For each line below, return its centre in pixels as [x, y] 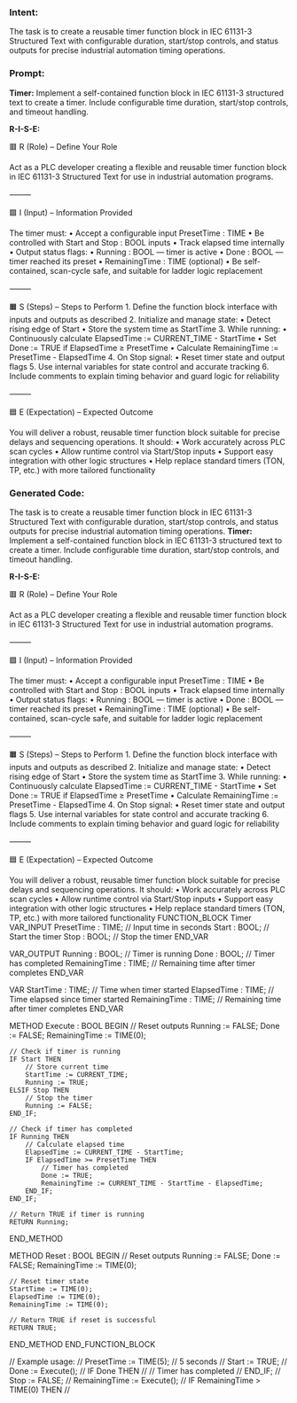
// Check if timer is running [65, 1051]
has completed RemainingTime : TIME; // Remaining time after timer [132, 963]
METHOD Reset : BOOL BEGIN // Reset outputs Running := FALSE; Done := [145, 1255]
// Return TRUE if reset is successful [83, 1320]
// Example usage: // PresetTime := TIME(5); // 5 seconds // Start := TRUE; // [148, 1361]
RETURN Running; [39, 1222]
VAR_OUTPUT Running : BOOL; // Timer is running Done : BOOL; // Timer [142, 954]
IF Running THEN [39, 1136]
